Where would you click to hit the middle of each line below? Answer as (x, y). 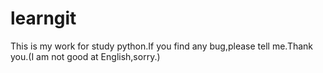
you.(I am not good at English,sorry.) (85, 56)
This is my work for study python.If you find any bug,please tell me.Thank (162, 46)
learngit (43, 18)
